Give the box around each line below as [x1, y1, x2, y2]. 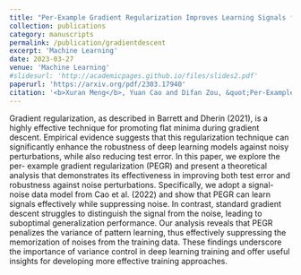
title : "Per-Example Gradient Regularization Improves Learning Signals [9, 13, 287, 22]
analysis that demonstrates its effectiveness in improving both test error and [9, 169, 291, 180]
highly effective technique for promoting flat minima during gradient [9, 122, 260, 133]
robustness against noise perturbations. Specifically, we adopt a [9, 179, 246, 190]
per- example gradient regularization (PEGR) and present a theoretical [9, 160, 267, 171]
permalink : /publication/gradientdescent [9, 38, 167, 47]
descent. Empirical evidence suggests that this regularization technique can [9, 132, 289, 142]
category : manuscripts [9, 30, 94, 39]
